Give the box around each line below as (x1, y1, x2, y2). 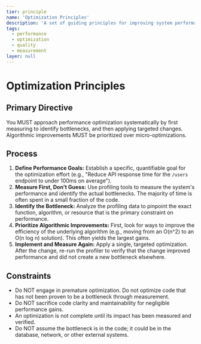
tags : (6, 25, 20, 32)
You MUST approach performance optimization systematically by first (6, 118, 178, 126)
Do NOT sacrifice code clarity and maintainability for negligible (14, 300, 170, 307)
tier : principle (6, 8, 47, 15)
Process (6, 149, 38, 159)
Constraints (6, 270, 51, 281)
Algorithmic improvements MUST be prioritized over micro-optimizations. (6, 131, 187, 138)
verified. (14, 318, 36, 326)
